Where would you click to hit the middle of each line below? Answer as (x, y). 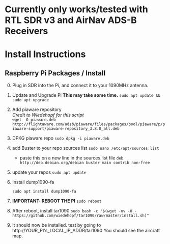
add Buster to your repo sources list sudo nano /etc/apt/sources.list (86, 148)
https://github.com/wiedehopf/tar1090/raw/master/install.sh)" (81, 216)
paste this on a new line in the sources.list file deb (72, 158)
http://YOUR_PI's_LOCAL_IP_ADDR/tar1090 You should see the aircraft (86, 231)
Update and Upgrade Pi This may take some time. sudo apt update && (86, 95)
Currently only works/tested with (76, 9)
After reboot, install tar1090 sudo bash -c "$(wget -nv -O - (74, 211)
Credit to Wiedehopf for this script (48, 115)
